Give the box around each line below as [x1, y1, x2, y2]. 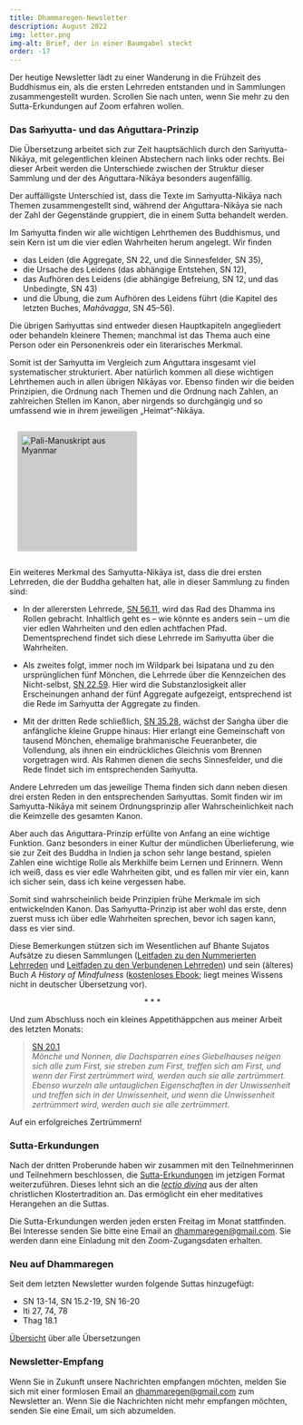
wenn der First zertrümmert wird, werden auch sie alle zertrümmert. [31, 1069, 286, 1080]
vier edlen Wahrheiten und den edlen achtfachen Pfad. [22, 622, 227, 633]
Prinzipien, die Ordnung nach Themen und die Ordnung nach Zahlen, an [9, 386, 279, 397]
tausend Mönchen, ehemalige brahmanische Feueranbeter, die [22, 735, 258, 746]
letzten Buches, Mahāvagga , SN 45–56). [22, 303, 175, 314]
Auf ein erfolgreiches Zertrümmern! [9, 1117, 142, 1127]
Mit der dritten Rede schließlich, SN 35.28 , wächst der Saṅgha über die [22, 716, 288, 727]
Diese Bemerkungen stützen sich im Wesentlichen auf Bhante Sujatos [9, 940, 270, 951]
